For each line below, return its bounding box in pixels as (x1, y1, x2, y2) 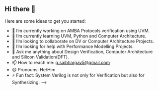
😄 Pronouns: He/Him (11, 66, 56, 72)
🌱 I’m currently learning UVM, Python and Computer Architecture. (11, 33, 147, 39)
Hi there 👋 (4, 5, 36, 13)
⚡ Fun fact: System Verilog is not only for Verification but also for (11, 72, 145, 78)
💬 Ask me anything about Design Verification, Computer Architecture (11, 48, 153, 54)
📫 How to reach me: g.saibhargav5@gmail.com (11, 59, 110, 65)
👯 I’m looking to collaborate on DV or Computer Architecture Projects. (11, 38, 155, 44)
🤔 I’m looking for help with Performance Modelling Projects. (11, 43, 134, 49)
